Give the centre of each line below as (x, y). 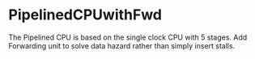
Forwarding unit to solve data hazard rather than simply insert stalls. (122, 45)
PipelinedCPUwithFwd (85, 15)
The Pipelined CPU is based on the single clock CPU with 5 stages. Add (128, 37)
